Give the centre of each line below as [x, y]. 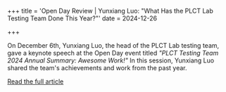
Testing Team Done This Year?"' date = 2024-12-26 [82, 18]
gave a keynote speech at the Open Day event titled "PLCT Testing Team [113, 53]
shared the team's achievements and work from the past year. [98, 68]
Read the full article [36, 81]
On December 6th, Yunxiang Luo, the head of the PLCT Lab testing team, [113, 45]
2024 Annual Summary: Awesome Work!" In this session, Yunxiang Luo [111, 60]
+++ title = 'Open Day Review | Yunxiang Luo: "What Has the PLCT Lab [110, 11]
